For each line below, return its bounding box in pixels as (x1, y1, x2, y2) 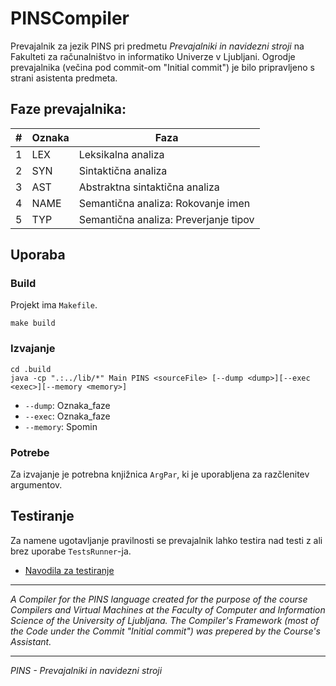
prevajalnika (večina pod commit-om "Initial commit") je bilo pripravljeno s (10, 61, 315, 73)
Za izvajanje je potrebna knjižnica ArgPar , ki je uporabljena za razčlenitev (10, 468, 310, 481)
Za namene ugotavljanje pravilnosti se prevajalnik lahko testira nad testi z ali (10, 534, 323, 546)
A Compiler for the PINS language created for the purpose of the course (10, 593, 308, 605)
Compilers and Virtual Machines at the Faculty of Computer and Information (10, 603, 326, 616)
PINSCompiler (10, 7, 130, 30)
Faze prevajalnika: (10, 101, 127, 118)
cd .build (10, 364, 52, 374)
